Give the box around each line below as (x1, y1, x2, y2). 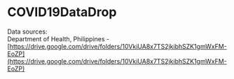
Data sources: (7, 27, 48, 36)
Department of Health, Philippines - (7, 34, 110, 43)
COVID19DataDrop (7, 4, 117, 20)
